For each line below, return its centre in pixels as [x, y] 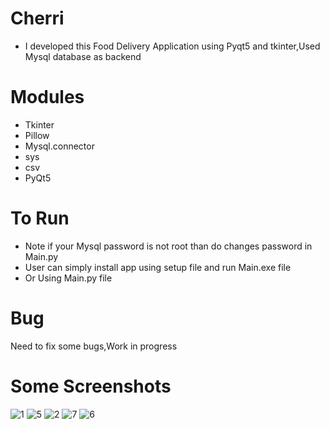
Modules [47, 97]
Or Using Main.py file [68, 278]
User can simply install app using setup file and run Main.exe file [158, 267]
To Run [40, 218]
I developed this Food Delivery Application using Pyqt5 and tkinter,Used [172, 46]
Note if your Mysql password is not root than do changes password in [168, 246]
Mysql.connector [59, 146]
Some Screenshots [91, 386]
